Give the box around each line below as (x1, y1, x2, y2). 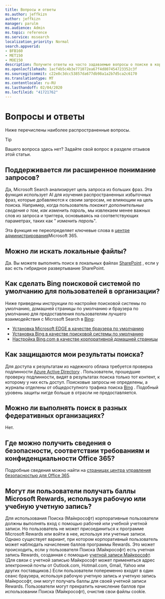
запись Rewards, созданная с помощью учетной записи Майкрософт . (5, 552, 151, 558)
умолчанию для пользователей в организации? (5, 287, 160, 296)
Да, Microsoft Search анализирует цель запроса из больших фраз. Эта (5, 187, 152, 193)
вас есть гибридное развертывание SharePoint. (5, 265, 105, 271)
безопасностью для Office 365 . (5, 472, 71, 478)
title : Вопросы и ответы (5, 7, 56, 12)
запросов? (5, 173, 40, 182)
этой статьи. (5, 151, 31, 158)
